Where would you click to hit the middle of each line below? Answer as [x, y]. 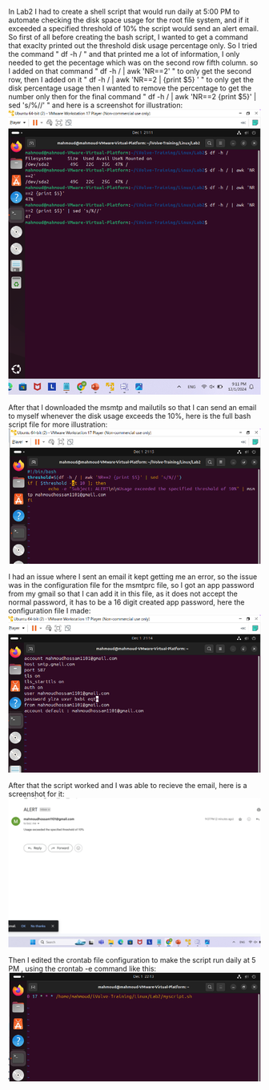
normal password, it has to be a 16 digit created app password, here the [126, 602]
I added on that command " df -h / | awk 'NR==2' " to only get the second [130, 71]
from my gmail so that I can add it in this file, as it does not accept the [123, 593]
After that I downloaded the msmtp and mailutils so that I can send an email [132, 407]
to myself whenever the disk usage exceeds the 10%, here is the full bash [130, 416]
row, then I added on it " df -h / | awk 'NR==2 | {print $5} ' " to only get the [131, 80]
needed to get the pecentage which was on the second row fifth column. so [133, 62]
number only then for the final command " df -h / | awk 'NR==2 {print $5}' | [132, 97]
